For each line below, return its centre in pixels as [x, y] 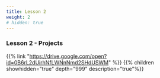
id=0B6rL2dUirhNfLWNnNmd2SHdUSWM [57, 62]
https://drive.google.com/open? [68, 56]
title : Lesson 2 [26, 12]
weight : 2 [18, 17]
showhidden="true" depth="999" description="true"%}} [75, 69]
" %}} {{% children [131, 62]
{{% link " [18, 56]
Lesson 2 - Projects [35, 43]
